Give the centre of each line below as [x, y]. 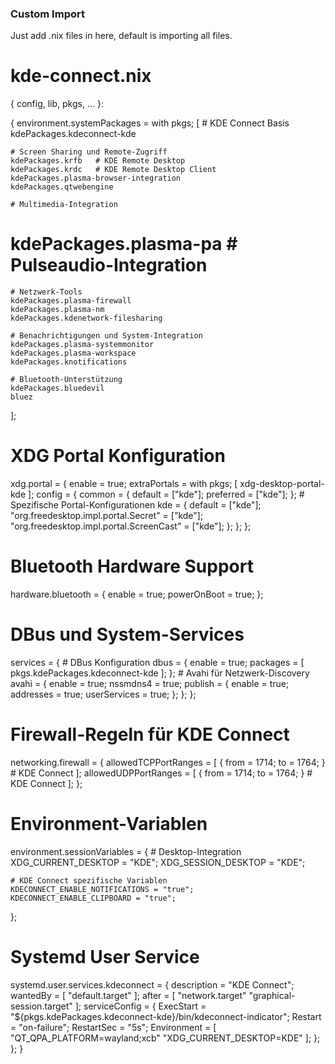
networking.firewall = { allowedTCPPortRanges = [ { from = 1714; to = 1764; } [168, 762]
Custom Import [47, 14]
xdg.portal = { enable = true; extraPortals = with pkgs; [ [124, 484]
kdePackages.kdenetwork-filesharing [86, 318]
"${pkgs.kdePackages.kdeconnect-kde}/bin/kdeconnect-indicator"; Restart [166, 1016]
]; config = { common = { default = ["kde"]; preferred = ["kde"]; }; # [166, 494]
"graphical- [272, 995]
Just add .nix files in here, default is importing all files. [121, 36]
